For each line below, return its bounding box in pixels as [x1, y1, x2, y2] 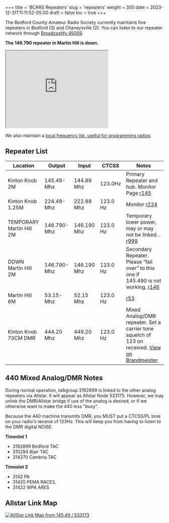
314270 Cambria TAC [12, 454, 57, 460]
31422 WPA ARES [12, 484, 49, 490]
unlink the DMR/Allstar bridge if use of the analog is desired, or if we [5, 398, 147, 404]
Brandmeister [126, 357, 158, 364]
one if [126, 271, 140, 278]
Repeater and [126, 177, 158, 184]
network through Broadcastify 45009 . [5, 30, 84, 36]
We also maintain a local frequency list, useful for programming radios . [5, 133, 152, 138]
